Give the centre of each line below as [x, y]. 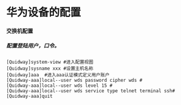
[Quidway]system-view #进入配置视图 [50, 62]
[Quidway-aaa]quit [29, 96]
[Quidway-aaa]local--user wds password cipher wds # [74, 80]
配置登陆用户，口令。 [33, 46]
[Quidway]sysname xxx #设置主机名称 [50, 68]
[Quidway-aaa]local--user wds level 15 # [60, 86]
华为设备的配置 [44, 12]
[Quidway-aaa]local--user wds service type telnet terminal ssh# [90, 91]
